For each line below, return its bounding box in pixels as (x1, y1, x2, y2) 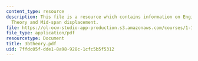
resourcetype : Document (6, 35, 65, 41)
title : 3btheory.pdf (6, 41, 57, 47)
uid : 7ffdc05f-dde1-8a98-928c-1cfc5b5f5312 (6, 46, 115, 52)
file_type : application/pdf (6, 30, 75, 36)
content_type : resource (6, 8, 65, 15)
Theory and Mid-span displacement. (11, 19, 99, 25)
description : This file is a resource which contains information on (6, 14, 181, 20)
